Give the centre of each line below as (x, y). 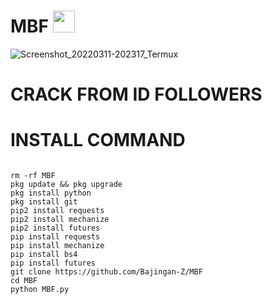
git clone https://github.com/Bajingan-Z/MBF (106, 272)
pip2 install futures (55, 228)
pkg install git (44, 202)
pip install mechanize (57, 246)
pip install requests (55, 237)
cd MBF (24, 281)
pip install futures (53, 263)
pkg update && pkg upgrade (66, 185)
